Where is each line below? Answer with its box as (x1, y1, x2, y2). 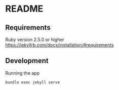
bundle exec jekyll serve (5, 79, 60, 85)
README (5, 3, 44, 15)
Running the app (5, 70, 39, 76)
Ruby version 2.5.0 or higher (5, 36, 65, 42)
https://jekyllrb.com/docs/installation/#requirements (5, 42, 114, 48)
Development (5, 57, 49, 65)
